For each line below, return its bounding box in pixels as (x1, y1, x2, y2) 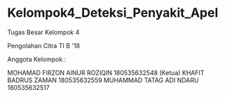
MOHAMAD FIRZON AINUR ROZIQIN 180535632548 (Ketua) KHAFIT (7, 68, 205, 77)
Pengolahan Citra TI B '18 (7, 41, 81, 50)
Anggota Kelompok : (7, 54, 67, 64)
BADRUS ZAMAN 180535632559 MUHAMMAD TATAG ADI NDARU (7, 75, 199, 84)
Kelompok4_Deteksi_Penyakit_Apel (7, 5, 219, 21)
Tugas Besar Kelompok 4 (7, 28, 80, 36)
